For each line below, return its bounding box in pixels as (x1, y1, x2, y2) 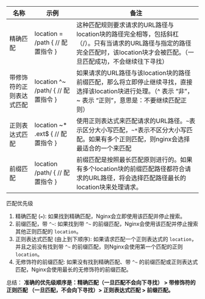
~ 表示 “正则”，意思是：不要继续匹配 (76, 96, 181, 104)
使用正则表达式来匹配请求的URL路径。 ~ (76, 117, 190, 125)
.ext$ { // (34, 130, 60, 138)
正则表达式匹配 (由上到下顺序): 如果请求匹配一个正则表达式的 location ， (15, 236, 197, 242)
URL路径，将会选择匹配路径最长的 (88, 174, 187, 182)
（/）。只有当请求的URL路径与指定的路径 (76, 39, 192, 47)
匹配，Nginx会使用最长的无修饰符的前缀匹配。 (15, 266, 132, 273)
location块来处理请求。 (76, 183, 142, 191)
